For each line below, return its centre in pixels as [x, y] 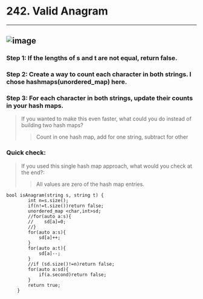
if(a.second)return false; [72, 274]
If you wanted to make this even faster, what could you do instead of [106, 119]
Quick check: [26, 153]
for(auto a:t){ [47, 248]
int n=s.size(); [48, 200]
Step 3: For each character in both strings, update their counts [100, 98]
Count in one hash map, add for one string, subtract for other [112, 137]
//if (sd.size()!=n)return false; [71, 264]
